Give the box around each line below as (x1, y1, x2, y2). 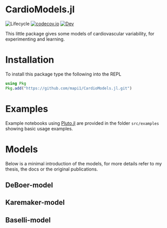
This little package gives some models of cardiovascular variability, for (5, 30, 155, 36)
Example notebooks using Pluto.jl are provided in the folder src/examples (5, 120, 159, 126)
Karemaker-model (5, 198, 65, 207)
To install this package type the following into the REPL (5, 71, 122, 77)
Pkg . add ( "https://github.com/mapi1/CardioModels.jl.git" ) (5, 86, 132, 91)
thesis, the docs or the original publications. (5, 166, 98, 172)
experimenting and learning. (5, 36, 65, 42)
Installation (5, 54, 54, 66)
